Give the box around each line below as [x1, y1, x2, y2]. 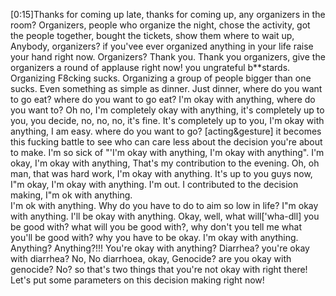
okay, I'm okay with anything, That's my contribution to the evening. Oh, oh [10, 157, 320, 169]
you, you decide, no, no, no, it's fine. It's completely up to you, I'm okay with [10, 115, 325, 126]
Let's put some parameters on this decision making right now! [10, 274, 265, 286]
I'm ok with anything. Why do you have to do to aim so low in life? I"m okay [10, 200, 319, 211]
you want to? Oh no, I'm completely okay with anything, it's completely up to [10, 104, 325, 116]
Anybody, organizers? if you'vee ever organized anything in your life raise [10, 40, 314, 52]
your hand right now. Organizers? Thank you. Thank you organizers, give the [10, 51, 326, 63]
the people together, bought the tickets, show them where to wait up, [10, 30, 295, 41]
